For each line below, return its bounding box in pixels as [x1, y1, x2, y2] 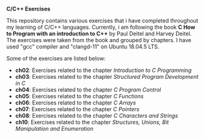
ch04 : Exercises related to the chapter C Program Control [15, 86, 161, 93]
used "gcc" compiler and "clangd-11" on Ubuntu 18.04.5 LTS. [6, 43, 160, 50]
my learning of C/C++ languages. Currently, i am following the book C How [6, 24, 196, 31]
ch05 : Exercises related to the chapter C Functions [15, 93, 144, 100]
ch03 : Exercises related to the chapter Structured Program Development [15, 73, 199, 80]
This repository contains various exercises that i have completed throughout [6, 17, 199, 24]
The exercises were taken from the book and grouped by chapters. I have [6, 37, 192, 43]
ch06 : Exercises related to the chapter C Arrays [15, 99, 136, 106]
